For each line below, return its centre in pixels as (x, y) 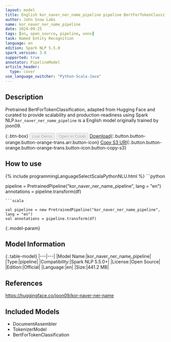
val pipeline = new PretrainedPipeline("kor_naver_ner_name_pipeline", (83, 210)
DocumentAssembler (35, 324)
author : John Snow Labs (31, 19)
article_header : (22, 67)
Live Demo (42, 136)
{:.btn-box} (17, 136)
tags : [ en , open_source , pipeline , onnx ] (50, 34)
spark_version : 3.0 (26, 53)
